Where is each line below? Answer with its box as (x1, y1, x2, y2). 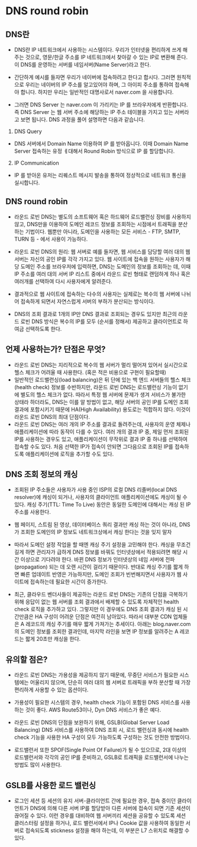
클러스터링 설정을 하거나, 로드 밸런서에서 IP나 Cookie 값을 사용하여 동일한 (14, 820, 185, 827)
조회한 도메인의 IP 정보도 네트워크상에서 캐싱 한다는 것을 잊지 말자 (20, 529, 172, 536)
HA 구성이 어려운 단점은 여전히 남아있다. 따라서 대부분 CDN (34, 613, 172, 620)
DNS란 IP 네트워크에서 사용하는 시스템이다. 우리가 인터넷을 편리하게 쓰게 (14, 46, 182, 53)
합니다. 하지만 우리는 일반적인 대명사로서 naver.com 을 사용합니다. (20, 89, 174, 96)
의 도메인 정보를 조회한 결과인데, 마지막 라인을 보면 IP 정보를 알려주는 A (14, 628, 179, 635)
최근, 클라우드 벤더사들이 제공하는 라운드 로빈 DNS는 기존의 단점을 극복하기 (14, 591, 188, 598)
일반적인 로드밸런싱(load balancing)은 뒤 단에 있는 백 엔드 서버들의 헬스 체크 (14, 376, 191, 383)
